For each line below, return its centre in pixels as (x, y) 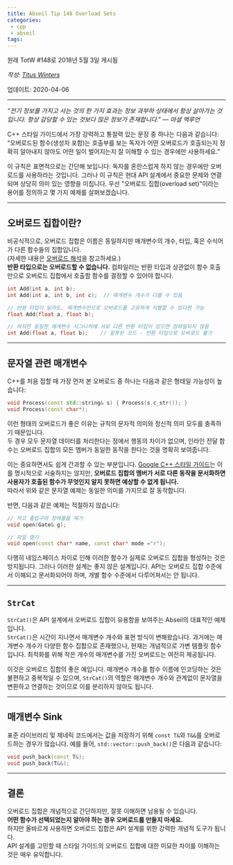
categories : (24, 20)
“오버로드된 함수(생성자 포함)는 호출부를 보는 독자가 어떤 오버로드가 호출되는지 (113, 143)
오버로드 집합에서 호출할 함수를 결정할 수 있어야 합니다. (100, 276)
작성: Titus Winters (34, 75)
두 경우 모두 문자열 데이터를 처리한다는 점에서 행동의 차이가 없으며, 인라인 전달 (113, 441)
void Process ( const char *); (48, 409)
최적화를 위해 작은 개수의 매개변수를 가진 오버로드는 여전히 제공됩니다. (122, 655)
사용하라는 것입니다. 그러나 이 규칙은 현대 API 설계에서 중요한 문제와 (117, 175)
